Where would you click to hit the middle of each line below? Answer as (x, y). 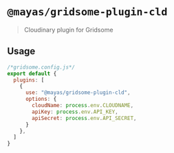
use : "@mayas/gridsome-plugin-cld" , (78, 93)
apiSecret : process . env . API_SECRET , (84, 118)
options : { (41, 99)
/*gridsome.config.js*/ (41, 67)
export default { (32, 73)
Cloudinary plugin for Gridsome (68, 30)
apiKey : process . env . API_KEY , (75, 112)
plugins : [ (29, 80)
